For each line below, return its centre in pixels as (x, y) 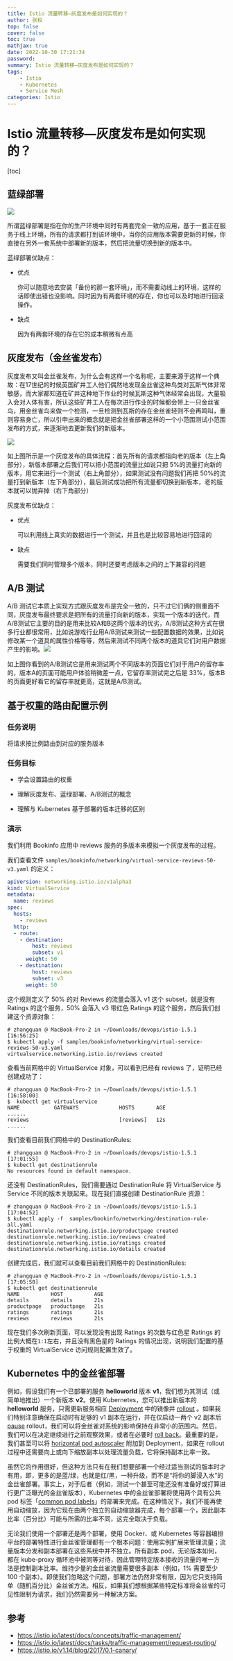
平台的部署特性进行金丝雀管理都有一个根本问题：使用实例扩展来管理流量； (113, 1542)
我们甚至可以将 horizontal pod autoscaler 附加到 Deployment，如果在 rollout (116, 1443)
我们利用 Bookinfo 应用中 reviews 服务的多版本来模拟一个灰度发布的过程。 (113, 845)
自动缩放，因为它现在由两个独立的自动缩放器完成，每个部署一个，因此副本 (119, 1510)
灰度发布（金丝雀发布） (57, 358)
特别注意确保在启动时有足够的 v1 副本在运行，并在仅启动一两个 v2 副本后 (117, 1417)
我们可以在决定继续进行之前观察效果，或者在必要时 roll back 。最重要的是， (114, 1435)
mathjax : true (28, 46)
